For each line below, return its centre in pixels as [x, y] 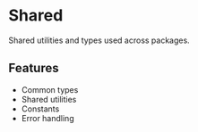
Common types [50, 89]
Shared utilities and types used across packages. [99, 40]
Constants [40, 109]
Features [34, 68]
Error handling [47, 118]
